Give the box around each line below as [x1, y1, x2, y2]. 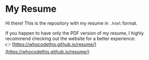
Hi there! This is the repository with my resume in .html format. [5, 20, 138, 26]
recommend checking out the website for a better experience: [5, 35, 136, 42]
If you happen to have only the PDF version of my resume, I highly [5, 30, 144, 36]
